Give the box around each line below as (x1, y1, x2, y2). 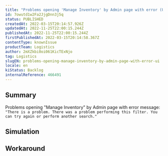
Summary (5, 91, 36, 99)
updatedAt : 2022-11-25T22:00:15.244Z (5, 26, 84, 31)
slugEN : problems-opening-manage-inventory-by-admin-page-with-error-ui (5, 58, 160, 63)
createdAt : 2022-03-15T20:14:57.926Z (5, 21, 84, 26)
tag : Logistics (5, 53, 37, 59)
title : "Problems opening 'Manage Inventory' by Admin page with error (5, 7, 157, 12)
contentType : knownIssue (5, 40, 57, 45)
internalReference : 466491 (5, 72, 61, 77)
